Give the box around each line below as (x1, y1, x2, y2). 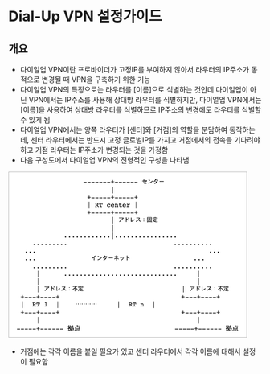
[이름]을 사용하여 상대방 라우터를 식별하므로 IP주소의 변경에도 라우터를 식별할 (19, 105, 262, 114)
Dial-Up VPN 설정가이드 (8, 7, 162, 26)
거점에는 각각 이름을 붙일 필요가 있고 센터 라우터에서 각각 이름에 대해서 (19, 347, 241, 356)
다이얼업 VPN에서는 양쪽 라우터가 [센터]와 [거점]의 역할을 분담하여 (19, 125, 227, 134)
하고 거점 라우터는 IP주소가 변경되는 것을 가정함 (19, 146, 169, 154)
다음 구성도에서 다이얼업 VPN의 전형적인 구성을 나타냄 (19, 155, 190, 165)
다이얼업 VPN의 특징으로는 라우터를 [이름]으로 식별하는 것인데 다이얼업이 (19, 85, 249, 94)
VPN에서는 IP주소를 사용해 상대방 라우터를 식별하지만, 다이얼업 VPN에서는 (28, 95, 262, 105)
